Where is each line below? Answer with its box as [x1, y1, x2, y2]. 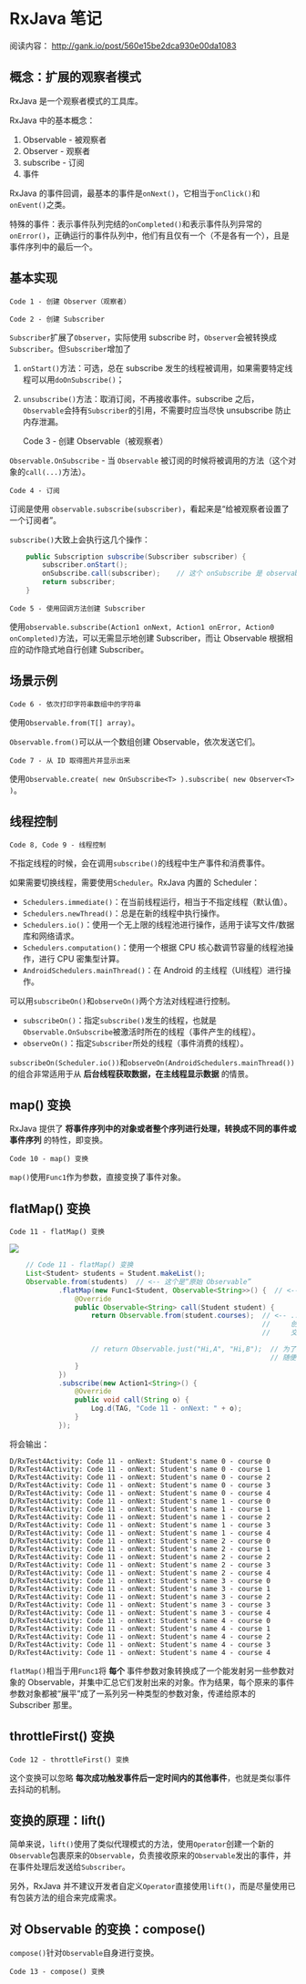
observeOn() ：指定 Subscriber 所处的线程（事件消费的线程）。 [22, 1037, 249, 1048]
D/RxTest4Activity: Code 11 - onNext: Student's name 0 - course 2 [9, 1473, 271, 1482]
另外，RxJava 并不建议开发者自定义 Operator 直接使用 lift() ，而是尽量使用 [9, 1881, 289, 1892]
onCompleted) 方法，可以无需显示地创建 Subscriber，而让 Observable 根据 [9, 632, 285, 643]
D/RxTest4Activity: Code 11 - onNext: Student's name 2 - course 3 [9, 1560, 271, 1569]
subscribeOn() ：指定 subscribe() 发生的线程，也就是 [22, 1014, 217, 1025]
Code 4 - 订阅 [9, 486, 61, 495]
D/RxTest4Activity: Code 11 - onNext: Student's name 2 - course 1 [9, 1544, 271, 1554]
